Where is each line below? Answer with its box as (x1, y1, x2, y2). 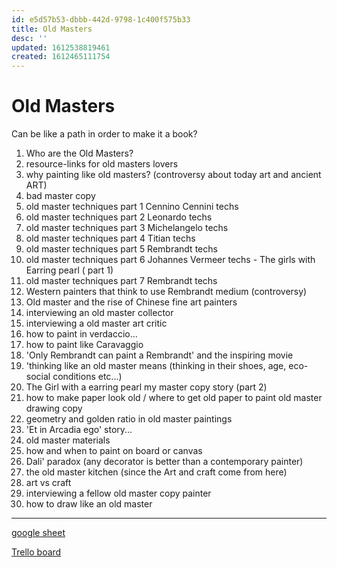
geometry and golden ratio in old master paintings (25, 413, 233, 425)
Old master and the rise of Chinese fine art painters (25, 296, 238, 308)
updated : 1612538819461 (11, 42, 111, 53)
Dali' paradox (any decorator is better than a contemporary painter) (25, 456, 304, 468)
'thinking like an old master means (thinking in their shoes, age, (25, 360, 287, 372)
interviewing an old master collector (25, 307, 174, 319)
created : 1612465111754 (11, 52, 111, 62)
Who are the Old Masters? (25, 147, 134, 160)
